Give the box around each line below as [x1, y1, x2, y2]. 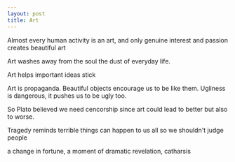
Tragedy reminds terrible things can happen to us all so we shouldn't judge [7, 126, 224, 134]
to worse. [7, 112, 35, 121]
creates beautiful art [7, 43, 66, 52]
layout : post [7, 10, 46, 17]
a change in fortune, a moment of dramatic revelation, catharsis [7, 147, 192, 155]
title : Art [7, 17, 39, 24]
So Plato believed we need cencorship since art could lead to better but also [7, 105, 228, 113]
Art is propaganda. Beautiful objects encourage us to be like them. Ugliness [7, 84, 226, 92]
